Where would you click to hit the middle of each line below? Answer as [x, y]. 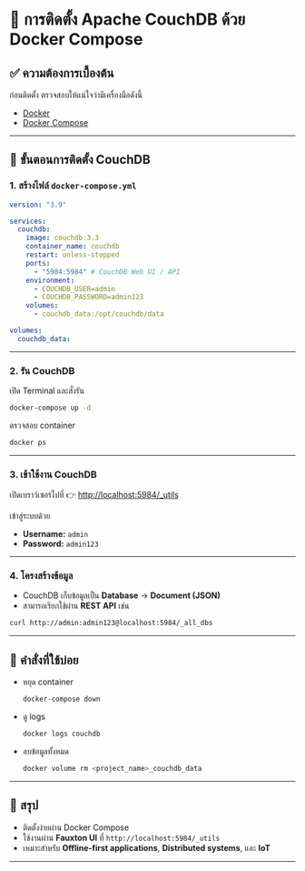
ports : [38, 263]
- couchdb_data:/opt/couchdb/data [99, 314]
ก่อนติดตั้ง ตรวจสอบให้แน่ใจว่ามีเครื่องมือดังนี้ [76, 95]
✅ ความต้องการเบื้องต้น [62, 73]
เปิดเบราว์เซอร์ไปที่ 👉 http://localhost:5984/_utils [94, 495]
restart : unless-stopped [73, 255]
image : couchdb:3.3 [63, 238]
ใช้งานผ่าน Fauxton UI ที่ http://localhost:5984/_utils [121, 837]
